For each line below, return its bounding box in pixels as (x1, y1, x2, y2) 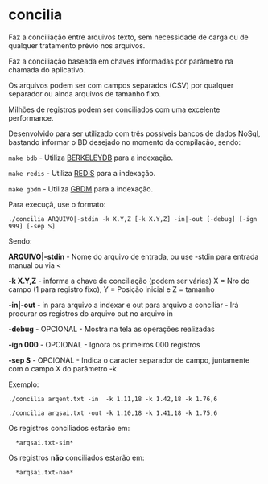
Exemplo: (8, 379, 39, 389)
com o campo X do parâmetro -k (8, 363, 117, 373)
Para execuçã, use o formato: (8, 199, 106, 209)
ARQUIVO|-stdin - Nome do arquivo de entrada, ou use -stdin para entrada (8, 252, 259, 261)
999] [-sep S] (8, 222, 56, 230)
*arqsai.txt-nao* (15, 468, 74, 476)
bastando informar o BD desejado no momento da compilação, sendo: (8, 137, 241, 146)
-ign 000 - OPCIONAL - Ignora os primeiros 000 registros (8, 339, 200, 349)
